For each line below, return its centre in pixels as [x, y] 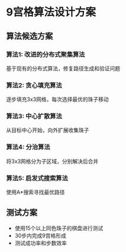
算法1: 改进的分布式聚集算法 [46, 54]
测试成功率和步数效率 [41, 243]
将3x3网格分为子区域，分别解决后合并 [52, 161]
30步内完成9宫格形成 [40, 235]
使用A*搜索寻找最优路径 [35, 192]
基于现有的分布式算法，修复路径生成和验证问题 [63, 68]
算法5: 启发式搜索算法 [37, 178]
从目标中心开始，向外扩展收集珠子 [48, 130]
